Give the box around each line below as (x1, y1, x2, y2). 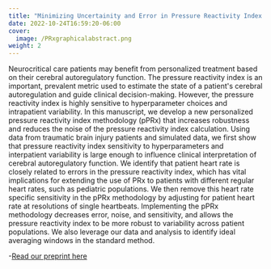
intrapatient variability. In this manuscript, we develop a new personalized (8, 107, 253, 117)
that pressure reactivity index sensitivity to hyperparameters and (8, 141, 224, 151)
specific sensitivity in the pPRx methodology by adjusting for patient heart (8, 193, 255, 203)
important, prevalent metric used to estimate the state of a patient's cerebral (8, 82, 263, 91)
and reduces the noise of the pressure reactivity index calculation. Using (8, 124, 251, 134)
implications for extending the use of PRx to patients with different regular (8, 175, 255, 186)
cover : (8, 27, 31, 35)
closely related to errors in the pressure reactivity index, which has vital (8, 167, 247, 177)
